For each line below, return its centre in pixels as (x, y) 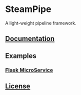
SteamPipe (28, 9)
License (18, 86)
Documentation (30, 39)
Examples (21, 56)
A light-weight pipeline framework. (41, 23)
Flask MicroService (29, 70)
